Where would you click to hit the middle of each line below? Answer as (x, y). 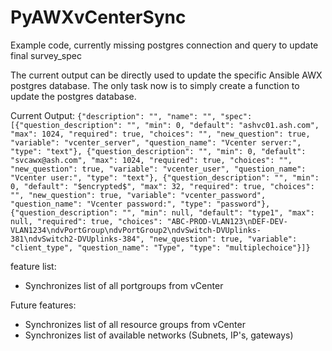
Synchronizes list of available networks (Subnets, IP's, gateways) (159, 335)
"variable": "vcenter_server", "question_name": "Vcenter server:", (156, 142)
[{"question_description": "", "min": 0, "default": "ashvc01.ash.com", (165, 125)
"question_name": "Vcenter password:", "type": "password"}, (140, 204)
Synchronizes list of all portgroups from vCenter (124, 285)
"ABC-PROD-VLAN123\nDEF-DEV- (227, 221)
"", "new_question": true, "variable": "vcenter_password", (138, 195)
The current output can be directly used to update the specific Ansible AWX (166, 75)
